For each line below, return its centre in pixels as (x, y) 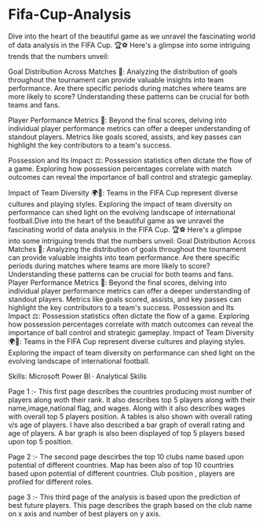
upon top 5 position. (40, 441)
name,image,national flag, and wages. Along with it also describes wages (127, 408)
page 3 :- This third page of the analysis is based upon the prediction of (124, 497)
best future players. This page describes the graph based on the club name (130, 505)
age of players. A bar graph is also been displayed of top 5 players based (126, 433)
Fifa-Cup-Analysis (70, 15)
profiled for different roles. (51, 481)
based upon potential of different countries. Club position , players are (122, 473)
